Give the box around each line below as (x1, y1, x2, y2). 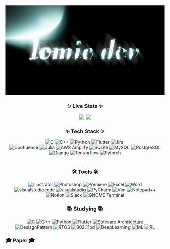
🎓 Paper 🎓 (5, 237, 35, 244)
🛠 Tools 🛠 (71, 168, 99, 175)
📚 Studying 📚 (66, 205, 104, 212)
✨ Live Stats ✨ (67, 103, 103, 110)
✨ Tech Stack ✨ (65, 128, 105, 135)
